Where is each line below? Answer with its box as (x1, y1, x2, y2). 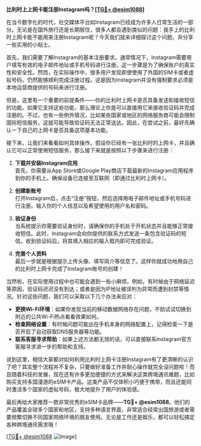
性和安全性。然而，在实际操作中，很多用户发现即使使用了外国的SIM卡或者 (6, 69, 189, 76)
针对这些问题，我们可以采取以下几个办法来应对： (16, 293, 138, 300)
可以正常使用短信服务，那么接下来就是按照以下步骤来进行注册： (16, 147, 174, 153)
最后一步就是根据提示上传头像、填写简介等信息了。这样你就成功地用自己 (14, 258, 193, 264)
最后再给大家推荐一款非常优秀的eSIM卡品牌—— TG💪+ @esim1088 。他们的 (6, 399, 190, 405)
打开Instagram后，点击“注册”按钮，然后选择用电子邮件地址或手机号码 (14, 195, 187, 201)
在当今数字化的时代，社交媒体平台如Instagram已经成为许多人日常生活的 (6, 19, 183, 26)
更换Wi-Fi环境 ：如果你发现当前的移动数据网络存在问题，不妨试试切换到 (14, 306, 191, 312)
